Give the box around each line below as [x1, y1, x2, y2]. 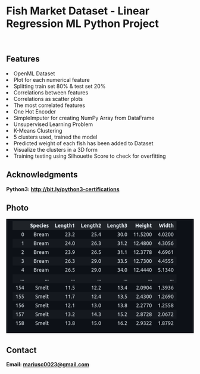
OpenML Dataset [14, 70, 55, 77]
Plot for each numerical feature [14, 76, 90, 83]
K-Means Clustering [14, 127, 62, 134]
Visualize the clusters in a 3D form [14, 146, 98, 153]
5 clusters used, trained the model [14, 133, 98, 140]
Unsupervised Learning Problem [14, 121, 93, 128]
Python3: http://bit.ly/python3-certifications [6, 185, 120, 192]
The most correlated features [14, 102, 85, 109]
